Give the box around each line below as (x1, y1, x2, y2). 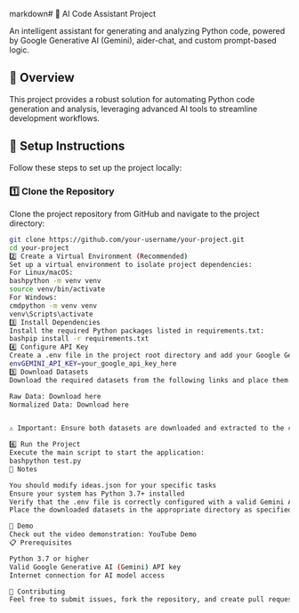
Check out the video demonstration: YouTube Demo (9, 530, 198, 539)
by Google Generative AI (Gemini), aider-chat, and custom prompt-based (9, 36, 278, 45)
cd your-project (9, 243, 69, 253)
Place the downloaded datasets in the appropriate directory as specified (9, 505, 293, 515)
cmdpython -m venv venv (9, 301, 98, 311)
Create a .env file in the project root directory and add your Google (9, 351, 280, 360)
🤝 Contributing (9, 587, 66, 596)
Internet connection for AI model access (9, 570, 166, 580)
